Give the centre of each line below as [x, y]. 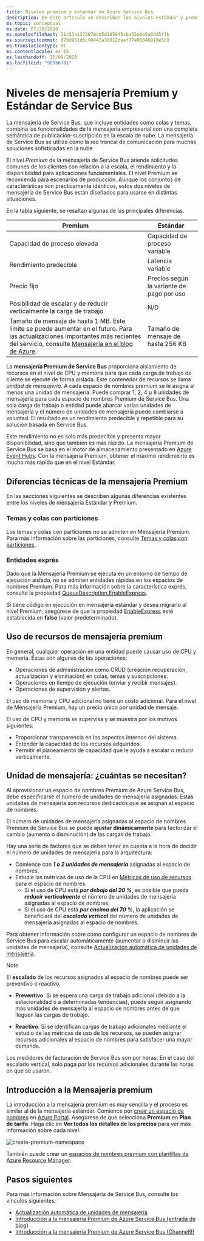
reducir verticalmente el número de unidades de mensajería [100, 897]
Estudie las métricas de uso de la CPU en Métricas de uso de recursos [103, 877]
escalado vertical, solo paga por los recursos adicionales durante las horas [100, 1064]
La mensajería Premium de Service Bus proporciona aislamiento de [91, 367]
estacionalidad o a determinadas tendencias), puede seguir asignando [103, 1002]
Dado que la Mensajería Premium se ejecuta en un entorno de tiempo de [97, 573]
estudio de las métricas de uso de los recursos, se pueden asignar [98, 1033]
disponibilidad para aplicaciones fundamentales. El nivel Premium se [92, 173]
